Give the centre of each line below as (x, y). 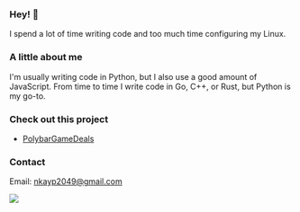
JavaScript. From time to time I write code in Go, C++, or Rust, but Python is (150, 86)
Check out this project (59, 119)
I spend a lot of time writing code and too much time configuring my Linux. (148, 34)
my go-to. (28, 96)
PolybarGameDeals (58, 138)
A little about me (46, 57)
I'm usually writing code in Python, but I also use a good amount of (133, 76)
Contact (27, 162)
